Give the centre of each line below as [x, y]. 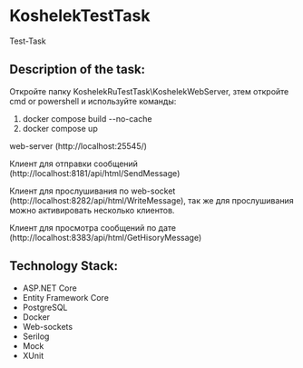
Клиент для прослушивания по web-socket [93, 191]
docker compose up [60, 128]
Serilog [36, 336]
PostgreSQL [45, 307]
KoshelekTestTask [80, 16]
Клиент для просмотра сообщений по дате [93, 227]
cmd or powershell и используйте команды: [93, 101]
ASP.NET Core [49, 288]
